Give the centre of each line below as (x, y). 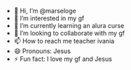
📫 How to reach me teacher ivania (64, 41)
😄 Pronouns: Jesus (42, 51)
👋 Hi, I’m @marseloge (45, 11)
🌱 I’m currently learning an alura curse (69, 26)
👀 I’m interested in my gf (49, 18)
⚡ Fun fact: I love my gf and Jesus (63, 59)
